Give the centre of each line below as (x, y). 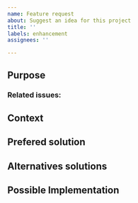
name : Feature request (41, 14)
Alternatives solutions (57, 166)
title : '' (22, 27)
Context (25, 118)
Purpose (27, 75)
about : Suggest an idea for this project (69, 21)
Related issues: (34, 95)
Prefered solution (47, 142)
